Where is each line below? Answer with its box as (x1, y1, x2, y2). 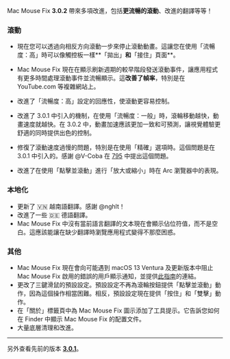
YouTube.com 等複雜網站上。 (16, 82, 100, 91)
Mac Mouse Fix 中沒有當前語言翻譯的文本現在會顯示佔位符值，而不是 (16, 219, 212, 227)
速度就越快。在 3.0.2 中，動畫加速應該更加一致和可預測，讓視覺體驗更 (23, 120, 221, 129)
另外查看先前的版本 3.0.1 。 (7, 344, 83, 352)
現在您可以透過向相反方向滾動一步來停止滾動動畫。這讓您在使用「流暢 (16, 42, 216, 51)
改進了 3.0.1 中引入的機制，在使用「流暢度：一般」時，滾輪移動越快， (16, 112, 214, 120)
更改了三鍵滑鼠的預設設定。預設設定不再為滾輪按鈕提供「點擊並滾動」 (16, 280, 216, 288)
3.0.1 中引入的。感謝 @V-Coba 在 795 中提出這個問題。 (16, 152, 172, 160)
